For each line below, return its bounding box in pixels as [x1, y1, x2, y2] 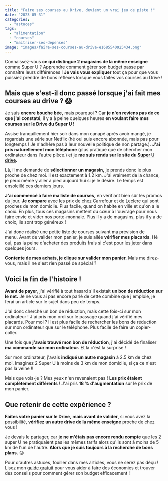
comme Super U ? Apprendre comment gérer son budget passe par [5, 64, 144, 70]
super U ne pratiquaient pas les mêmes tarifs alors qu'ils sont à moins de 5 [5, 439, 159, 445]
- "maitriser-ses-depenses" [9, 40, 68, 45]
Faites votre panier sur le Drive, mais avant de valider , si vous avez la [5, 414, 151, 420]
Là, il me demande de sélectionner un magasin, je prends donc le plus [5, 167, 151, 173]
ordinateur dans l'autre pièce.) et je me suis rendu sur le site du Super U [5, 152, 155, 158]
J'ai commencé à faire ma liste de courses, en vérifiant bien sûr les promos [5, 193, 162, 199]
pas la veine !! [5, 365, 34, 372]
